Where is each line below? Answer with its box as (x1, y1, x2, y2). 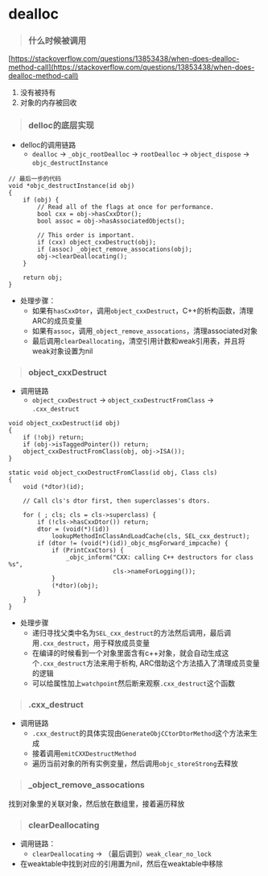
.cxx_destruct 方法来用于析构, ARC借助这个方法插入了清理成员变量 (39, 658, 260, 668)
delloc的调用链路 (19, 140, 76, 149)
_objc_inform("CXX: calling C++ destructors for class (65, 553, 254, 561)
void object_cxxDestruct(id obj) (8, 419, 121, 428)
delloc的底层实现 (27, 120, 95, 131)
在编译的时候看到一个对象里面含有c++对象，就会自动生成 (31, 649, 223, 658)
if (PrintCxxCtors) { (51, 546, 125, 555)
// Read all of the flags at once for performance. (37, 202, 215, 211)
